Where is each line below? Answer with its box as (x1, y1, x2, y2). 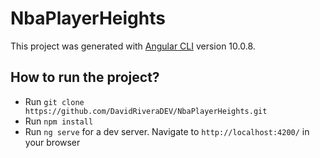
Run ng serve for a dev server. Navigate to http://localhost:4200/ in (24, 125, 310, 137)
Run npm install (24, 115, 94, 127)
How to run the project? (10, 69, 160, 86)
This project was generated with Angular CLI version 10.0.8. (10, 40, 256, 52)
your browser (24, 136, 81, 148)
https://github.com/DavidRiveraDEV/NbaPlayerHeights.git (24, 106, 268, 116)
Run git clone (24, 95, 85, 107)
